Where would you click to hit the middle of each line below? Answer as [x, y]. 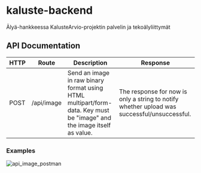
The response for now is [153, 92]
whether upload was [147, 107]
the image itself [89, 125]
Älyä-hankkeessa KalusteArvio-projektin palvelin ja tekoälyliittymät [88, 27]
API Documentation [43, 46]
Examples [21, 150]
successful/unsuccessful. [155, 114]
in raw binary [86, 80]
